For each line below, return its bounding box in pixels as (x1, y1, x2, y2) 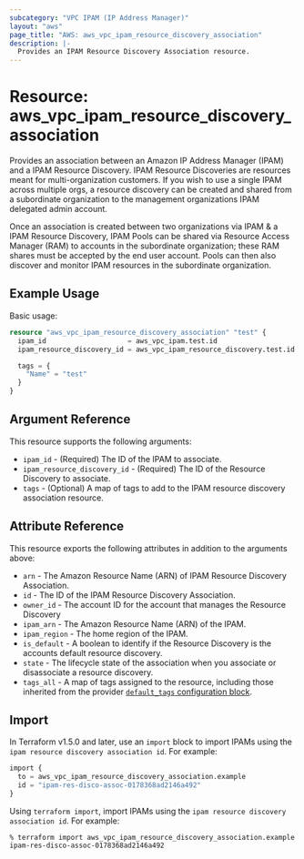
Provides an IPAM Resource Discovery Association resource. (17, 47, 250, 56)
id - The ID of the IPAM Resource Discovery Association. (22, 589, 237, 601)
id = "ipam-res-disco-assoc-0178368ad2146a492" (17, 781, 202, 790)
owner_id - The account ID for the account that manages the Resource (22, 599, 287, 610)
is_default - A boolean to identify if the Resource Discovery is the (22, 638, 271, 649)
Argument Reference (9, 411, 131, 428)
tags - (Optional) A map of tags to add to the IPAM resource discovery (22, 482, 286, 493)
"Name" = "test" (25, 369, 88, 379)
